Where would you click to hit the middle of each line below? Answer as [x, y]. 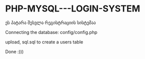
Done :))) [15, 51]
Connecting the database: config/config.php [51, 32]
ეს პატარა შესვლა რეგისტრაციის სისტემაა [51, 22]
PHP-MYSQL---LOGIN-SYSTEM [73, 9]
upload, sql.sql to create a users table [44, 42]
